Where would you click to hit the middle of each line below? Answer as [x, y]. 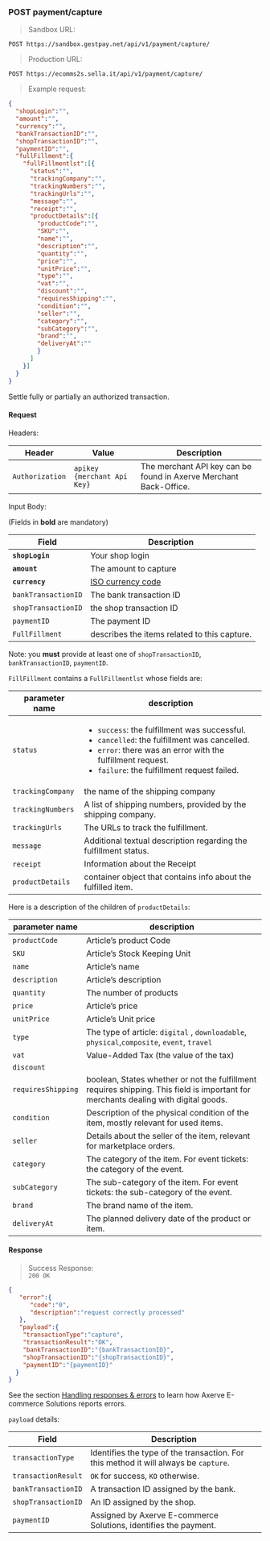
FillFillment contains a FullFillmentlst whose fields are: [105, 678]
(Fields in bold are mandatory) [58, 521]
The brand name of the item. [139, 1205]
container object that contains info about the [168, 877]
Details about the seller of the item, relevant [168, 1136]
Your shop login [120, 555]
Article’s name [112, 966]
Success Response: [61, 1268]
